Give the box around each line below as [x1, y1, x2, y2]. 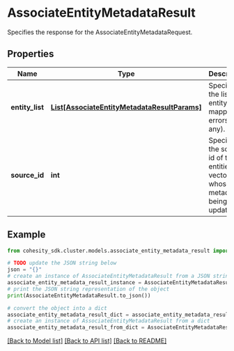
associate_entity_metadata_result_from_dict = [7, 324, 145, 331]
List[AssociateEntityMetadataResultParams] [51, 102, 202, 112]
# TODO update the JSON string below [7, 260, 117, 267]
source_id [10, 170, 45, 180]
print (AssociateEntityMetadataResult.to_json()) [7, 292, 151, 299]
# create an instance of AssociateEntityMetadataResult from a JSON [7, 273, 210, 280]
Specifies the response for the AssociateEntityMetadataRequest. [7, 28, 193, 36]
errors [208, 115, 228, 125]
